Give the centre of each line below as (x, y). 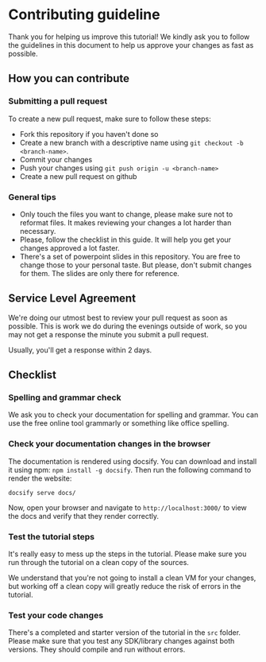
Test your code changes (56, 615)
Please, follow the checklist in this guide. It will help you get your (125, 239)
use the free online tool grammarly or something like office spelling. (119, 423)
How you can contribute (69, 78)
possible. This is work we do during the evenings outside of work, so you (128, 326)
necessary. (38, 231)
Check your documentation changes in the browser (110, 444)
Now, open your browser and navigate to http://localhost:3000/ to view (128, 508)
